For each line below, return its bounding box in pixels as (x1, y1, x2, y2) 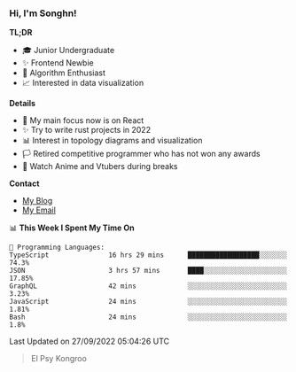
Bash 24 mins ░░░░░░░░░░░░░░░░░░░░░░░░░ (9, 313, 288, 322)
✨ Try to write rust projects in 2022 (21, 125, 152, 136)
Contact (9, 178, 40, 189)
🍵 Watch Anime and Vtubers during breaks (21, 161, 178, 172)
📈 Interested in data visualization (21, 78, 144, 89)
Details (9, 98, 36, 109)
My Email (21, 205, 56, 215)
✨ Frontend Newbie (21, 58, 95, 68)
